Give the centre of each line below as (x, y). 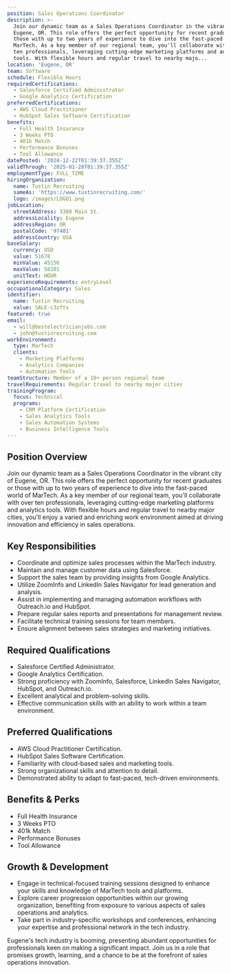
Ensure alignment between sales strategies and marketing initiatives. (114, 628)
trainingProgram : (32, 391)
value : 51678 (32, 256)
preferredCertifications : (44, 103)
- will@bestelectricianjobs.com (60, 327)
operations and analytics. (53, 912)
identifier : (24, 295)
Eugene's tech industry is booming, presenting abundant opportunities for (112, 941)
